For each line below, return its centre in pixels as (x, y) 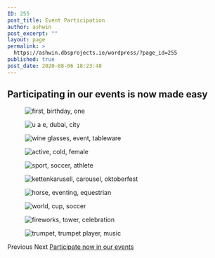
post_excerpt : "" (33, 33)
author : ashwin (30, 27)
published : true (31, 60)
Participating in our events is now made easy (107, 94)
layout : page (26, 40)
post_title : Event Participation (56, 20)
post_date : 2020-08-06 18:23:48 (54, 66)
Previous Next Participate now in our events (71, 247)
